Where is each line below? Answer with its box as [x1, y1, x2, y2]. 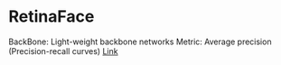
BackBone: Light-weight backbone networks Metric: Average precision [8, 36, 272, 47]
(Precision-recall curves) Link [8, 45, 118, 56]
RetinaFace [8, 6, 95, 27]
